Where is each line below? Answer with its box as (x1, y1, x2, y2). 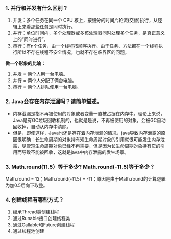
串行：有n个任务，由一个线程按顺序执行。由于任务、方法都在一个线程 (12, 43, 159, 49)
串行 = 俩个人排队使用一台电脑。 (12, 84, 81, 90)
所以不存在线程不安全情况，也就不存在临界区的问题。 (17, 49, 129, 55)
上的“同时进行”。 (12, 36, 48, 43)
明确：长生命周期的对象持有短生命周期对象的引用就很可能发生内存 (21, 136, 161, 142)
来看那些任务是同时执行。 (21, 24, 76, 30)
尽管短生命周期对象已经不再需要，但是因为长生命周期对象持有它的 (21, 143, 161, 149)
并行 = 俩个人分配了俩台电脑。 (12, 77, 77, 84)
